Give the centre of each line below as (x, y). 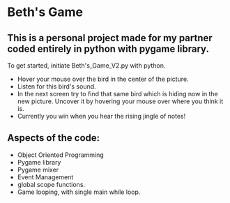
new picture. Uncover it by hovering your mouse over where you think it (120, 101)
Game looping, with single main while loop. (79, 192)
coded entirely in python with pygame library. (108, 48)
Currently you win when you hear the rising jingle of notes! (101, 116)
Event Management (45, 177)
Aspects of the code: (54, 138)
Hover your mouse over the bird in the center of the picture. (103, 79)
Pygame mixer (38, 170)
